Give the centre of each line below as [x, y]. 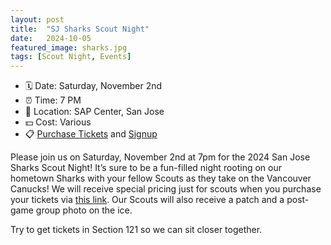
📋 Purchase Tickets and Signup [91, 134]
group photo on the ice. [84, 210]
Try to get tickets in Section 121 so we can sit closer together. [136, 230]
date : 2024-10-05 [51, 38]
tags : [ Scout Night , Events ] [71, 57]
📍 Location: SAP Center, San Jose [94, 112]
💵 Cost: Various [58, 122]
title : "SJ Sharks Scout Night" [80, 29]
